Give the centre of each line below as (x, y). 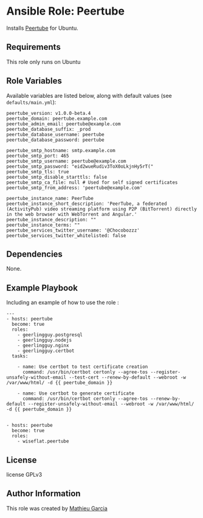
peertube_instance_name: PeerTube (50, 198)
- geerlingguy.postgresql (50, 335)
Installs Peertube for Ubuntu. (43, 28)
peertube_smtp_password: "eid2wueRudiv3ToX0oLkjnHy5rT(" (80, 166)
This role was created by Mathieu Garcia (57, 508)
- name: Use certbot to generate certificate (76, 393)
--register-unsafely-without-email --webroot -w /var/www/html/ (111, 404)
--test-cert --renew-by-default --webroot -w (128, 378)
